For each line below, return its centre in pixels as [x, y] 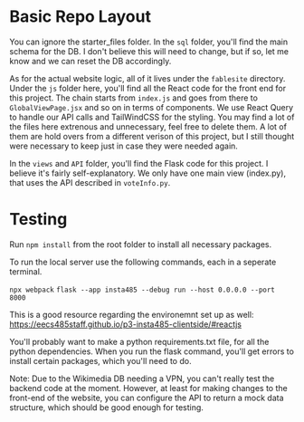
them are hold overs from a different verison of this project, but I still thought [152, 136]
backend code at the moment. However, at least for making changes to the [148, 388]
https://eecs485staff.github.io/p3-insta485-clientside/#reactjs [126, 324]
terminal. [26, 271]
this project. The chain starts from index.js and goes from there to [133, 98]
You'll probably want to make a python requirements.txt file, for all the [139, 341]
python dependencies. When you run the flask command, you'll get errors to [152, 351]
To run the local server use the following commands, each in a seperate [143, 262]
